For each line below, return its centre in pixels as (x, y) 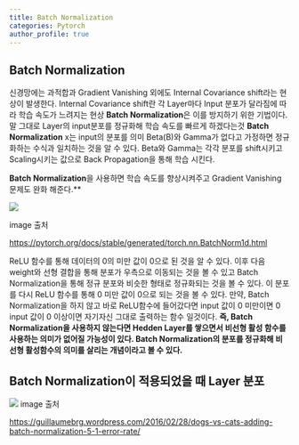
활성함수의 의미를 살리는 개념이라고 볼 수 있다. (104, 350)
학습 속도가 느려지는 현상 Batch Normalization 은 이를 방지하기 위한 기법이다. (153, 115)
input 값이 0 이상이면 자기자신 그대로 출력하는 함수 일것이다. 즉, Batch (131, 317)
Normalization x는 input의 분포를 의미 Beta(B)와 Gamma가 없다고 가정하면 (141, 137)
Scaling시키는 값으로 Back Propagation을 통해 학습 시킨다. (112, 159)
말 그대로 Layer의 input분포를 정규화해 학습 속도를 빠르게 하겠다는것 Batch (139, 126)
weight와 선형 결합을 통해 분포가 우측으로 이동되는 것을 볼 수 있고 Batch (134, 272)
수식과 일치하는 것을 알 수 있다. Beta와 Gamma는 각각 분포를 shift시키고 (158, 149)
